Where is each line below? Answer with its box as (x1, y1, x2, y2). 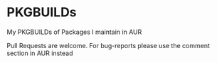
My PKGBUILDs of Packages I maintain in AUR (6, 28, 142, 36)
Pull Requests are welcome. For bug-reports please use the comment (6, 41, 211, 50)
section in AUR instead (6, 49, 73, 57)
